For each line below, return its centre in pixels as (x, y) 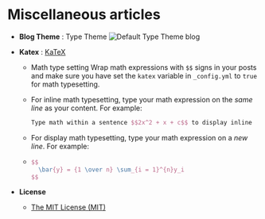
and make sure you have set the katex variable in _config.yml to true (144, 75)
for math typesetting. (65, 84)
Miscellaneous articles (84, 15)
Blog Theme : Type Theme (63, 36)
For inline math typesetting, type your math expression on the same (142, 99)
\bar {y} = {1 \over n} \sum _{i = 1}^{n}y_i (111, 169)
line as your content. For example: (86, 108)
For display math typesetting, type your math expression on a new (139, 137)
